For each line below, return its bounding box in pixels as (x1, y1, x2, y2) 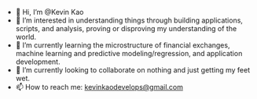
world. (15, 32, 37, 41)
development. (15, 57, 61, 66)
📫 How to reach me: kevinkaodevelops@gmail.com (15, 83, 183, 91)
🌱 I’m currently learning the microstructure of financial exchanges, (15, 41, 230, 50)
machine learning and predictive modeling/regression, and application (15, 49, 243, 58)
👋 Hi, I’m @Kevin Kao (15, 8, 84, 16)
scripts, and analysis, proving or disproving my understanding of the (15, 24, 237, 33)
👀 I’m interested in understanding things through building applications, (15, 16, 244, 25)
